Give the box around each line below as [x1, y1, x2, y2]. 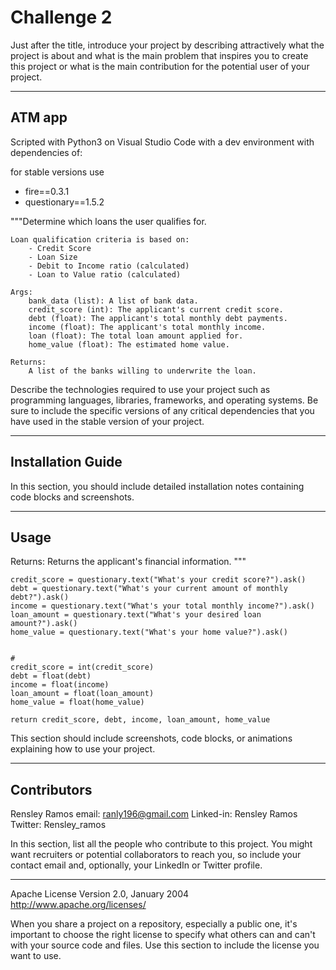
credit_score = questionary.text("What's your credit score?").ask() [10, 575, 307, 585]
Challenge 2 [10, 6, 113, 29]
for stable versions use [10, 166, 105, 178]
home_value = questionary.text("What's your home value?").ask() [10, 627, 288, 638]
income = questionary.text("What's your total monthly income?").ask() [10, 601, 315, 611]
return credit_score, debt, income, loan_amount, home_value [10, 715, 271, 725]
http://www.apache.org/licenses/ [10, 899, 147, 911]
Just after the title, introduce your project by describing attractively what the [10, 39, 325, 51]
